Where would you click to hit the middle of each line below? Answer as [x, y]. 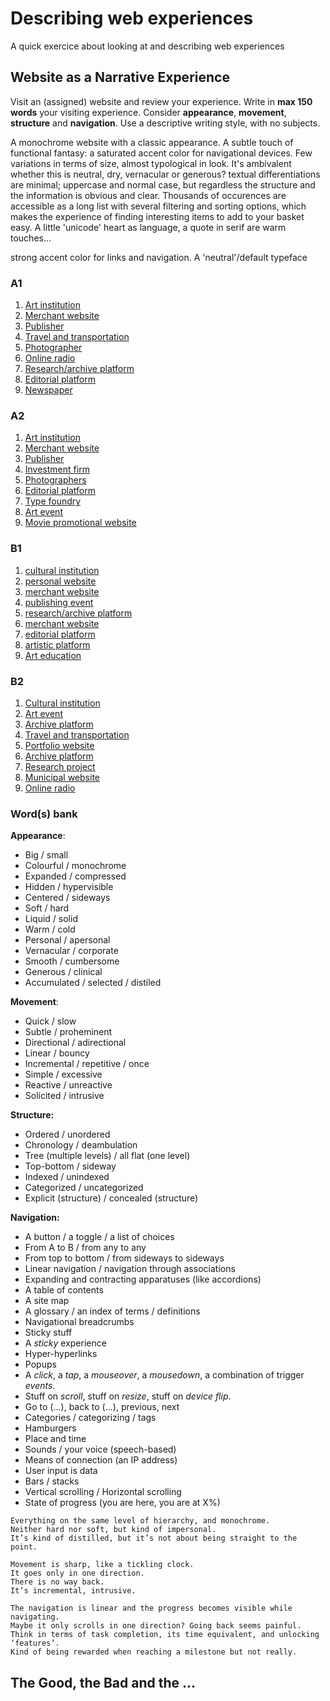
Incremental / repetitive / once [87, 1064]
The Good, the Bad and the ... [103, 1682]
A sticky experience [65, 1343]
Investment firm [57, 469]
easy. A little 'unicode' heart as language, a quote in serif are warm [148, 227]
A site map [47, 1301]
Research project [60, 766]
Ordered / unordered [67, 1134]
